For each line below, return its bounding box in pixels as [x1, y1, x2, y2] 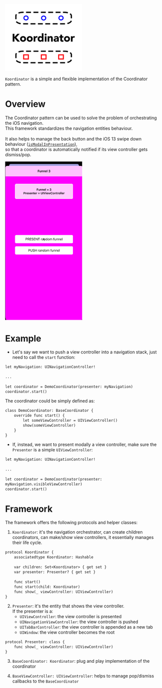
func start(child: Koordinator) [14, 585, 80, 590]
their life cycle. [12, 540, 42, 545]
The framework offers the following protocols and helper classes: [5, 520, 138, 526]
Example [5, 333, 41, 344]
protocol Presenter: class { [5, 639, 65, 644]
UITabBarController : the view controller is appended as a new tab [19, 624, 153, 630]
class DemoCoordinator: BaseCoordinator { [5, 408, 94, 413]
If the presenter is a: [12, 608, 53, 614]
